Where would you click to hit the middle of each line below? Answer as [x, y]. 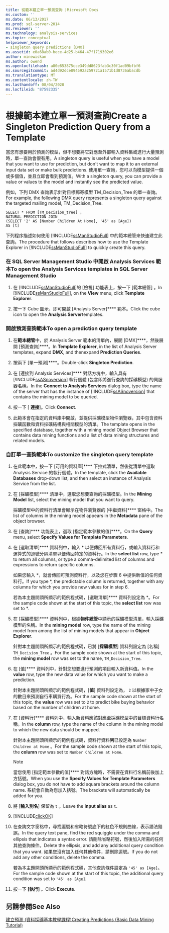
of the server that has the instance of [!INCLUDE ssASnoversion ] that [84, 392]
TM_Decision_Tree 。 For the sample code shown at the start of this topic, [88, 653]
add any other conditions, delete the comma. [59, 858]
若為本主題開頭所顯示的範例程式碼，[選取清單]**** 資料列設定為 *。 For [86, 598]
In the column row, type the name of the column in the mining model [93, 724]
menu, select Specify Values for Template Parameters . [70, 537]
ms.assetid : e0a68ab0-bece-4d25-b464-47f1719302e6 [60, 52]
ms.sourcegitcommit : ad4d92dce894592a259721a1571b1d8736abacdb [73, 71]
